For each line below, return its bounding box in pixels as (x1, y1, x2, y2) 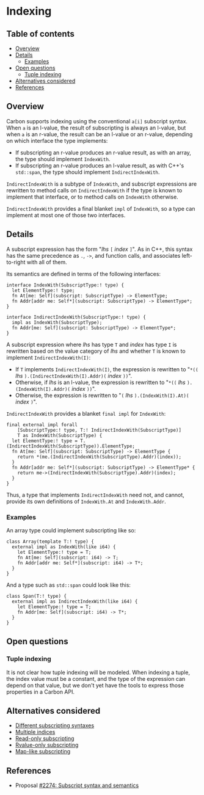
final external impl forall (6, 421, 78, 428)
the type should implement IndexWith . (15, 155, 111, 162)
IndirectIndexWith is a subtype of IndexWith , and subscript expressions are (6, 180, 197, 187)
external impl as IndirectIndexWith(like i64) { (12, 598, 138, 604)
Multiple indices (15, 728, 56, 736)
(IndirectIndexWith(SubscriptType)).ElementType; (6, 443, 136, 449)
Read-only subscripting (15, 735, 75, 742)
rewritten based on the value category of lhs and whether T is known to (6, 347, 186, 355)
